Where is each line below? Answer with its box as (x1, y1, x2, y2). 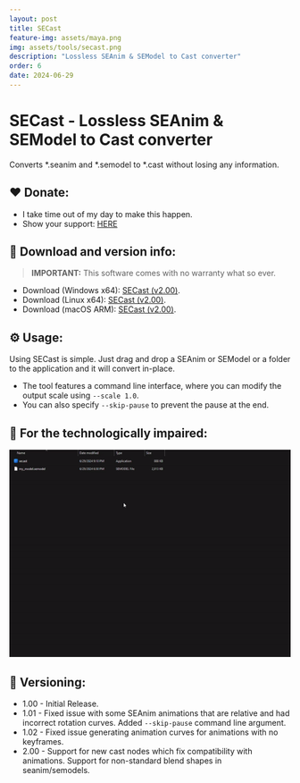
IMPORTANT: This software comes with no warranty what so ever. (30, 268, 277, 279)
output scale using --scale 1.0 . (21, 390, 139, 401)
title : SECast (9, 23, 62, 33)
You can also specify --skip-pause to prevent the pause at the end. (21, 400, 270, 410)
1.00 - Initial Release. (21, 698, 99, 710)
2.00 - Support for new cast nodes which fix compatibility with (21, 746, 253, 757)
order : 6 (9, 62, 42, 71)
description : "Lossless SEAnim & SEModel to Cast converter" (9, 52, 242, 62)
